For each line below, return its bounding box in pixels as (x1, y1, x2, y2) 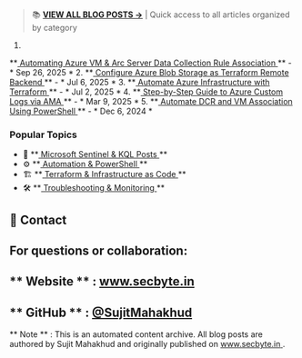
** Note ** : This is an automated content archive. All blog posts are (9, 329, 264, 340)
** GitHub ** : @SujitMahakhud (9, 304, 193, 320)
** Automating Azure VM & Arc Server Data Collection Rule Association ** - (9, 57, 293, 68)
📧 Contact (9, 212, 67, 227)
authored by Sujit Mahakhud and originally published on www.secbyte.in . (9, 339, 286, 350)
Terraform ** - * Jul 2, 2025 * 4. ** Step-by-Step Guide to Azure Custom (9, 86, 284, 97)
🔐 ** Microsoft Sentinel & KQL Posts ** (22, 149, 168, 160)
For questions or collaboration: (9, 244, 188, 259)
